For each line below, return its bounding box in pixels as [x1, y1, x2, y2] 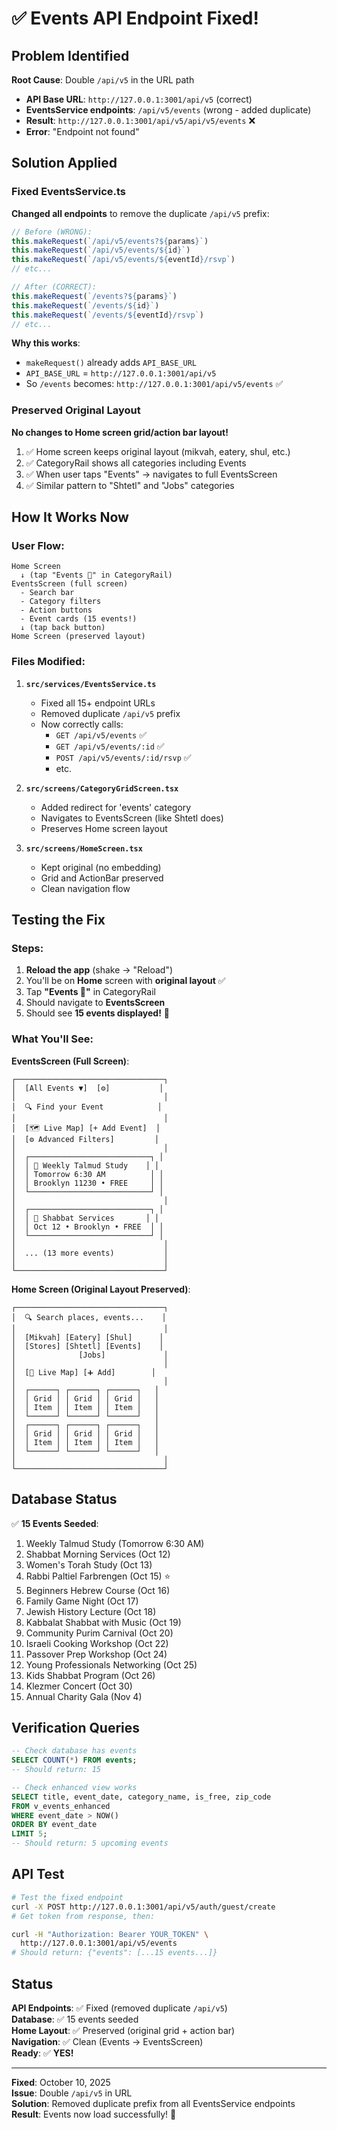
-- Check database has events [11, 1746, 138, 1756]
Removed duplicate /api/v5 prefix [40, 707, 181, 719]
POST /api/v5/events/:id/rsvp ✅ [55, 751, 192, 763]
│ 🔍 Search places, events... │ [11, 1312, 167, 1322]
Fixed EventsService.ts [11, 185, 127, 199]
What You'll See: [11, 1032, 94, 1046]
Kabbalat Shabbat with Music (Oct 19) [25, 1616, 182, 1628]
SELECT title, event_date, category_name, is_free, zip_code [11, 1792, 272, 1802]
